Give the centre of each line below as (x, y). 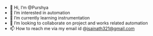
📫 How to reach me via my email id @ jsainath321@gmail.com (72, 28)
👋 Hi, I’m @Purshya (29, 8)
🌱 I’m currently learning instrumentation (50, 18)
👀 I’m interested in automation (40, 13)
